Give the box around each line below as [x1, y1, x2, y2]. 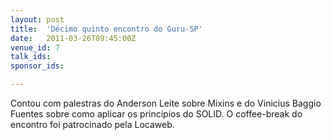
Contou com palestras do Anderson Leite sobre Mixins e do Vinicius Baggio [10, 97, 322, 109]
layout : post [10, 14, 65, 25]
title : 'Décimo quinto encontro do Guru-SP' [10, 24, 203, 34]
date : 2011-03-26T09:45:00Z [10, 33, 137, 43]
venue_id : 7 [10, 42, 60, 53]
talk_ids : [10, 52, 52, 62]
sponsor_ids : [10, 61, 65, 71]
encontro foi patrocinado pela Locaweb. [10, 119, 175, 130]
